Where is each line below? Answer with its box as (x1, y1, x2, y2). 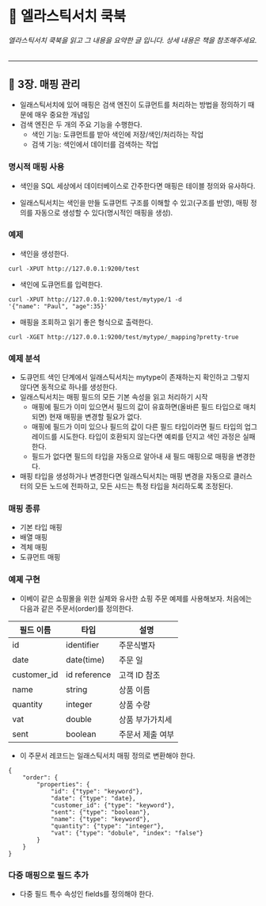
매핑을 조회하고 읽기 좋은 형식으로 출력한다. (19, 317, 154, 327)
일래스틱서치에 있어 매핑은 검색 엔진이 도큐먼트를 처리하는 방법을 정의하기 (19, 100, 247, 109)
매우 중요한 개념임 (34, 110, 90, 120)
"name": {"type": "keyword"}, (50, 815, 150, 823)
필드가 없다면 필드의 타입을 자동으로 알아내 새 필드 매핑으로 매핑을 (31, 452, 235, 461)
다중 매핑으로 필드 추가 (8, 870, 89, 881)
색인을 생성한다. (19, 249, 69, 258)
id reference (66, 669, 112, 680)
